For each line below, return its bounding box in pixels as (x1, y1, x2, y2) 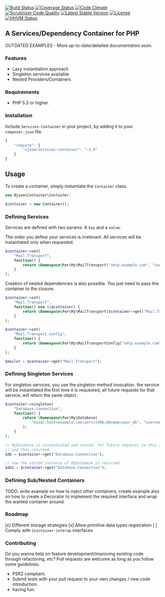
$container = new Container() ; (5, 201, 69, 206)
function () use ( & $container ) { (14, 304, 80, 309)
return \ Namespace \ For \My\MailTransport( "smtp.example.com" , (23, 263, 151, 267)
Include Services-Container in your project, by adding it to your (5, 123, 133, 129)
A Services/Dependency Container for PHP (5, 30, 140, 38)
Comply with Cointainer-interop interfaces (5, 527, 93, 533)
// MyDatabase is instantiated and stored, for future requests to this (5, 442, 157, 448)
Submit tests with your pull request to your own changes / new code (12, 576, 151, 582)
